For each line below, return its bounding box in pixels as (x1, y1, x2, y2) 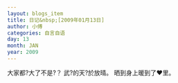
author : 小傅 (7, 23, 43, 30)
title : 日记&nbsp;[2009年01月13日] (7, 17, 105, 24)
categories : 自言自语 (7, 29, 66, 37)
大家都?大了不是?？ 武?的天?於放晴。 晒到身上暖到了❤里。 (7, 68, 175, 77)
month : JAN (7, 42, 39, 49)
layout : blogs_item (7, 10, 64, 17)
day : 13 (7, 36, 30, 43)
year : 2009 (7, 49, 39, 56)
